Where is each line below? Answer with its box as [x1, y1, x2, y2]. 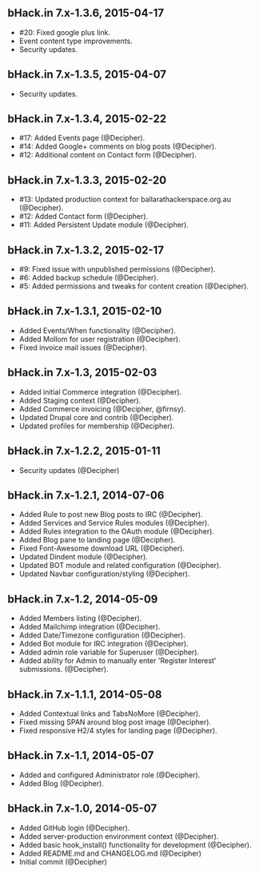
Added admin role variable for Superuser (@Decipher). [18, 647, 200, 657]
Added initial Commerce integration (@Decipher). [18, 387, 182, 396]
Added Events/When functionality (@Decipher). [18, 325, 177, 335]
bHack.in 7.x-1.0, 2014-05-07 [7, 802, 157, 816]
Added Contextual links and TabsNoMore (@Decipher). [18, 709, 201, 718]
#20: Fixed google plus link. [18, 27, 111, 37]
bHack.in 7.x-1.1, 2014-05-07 [7, 749, 154, 762]
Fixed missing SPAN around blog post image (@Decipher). [18, 717, 212, 726]
